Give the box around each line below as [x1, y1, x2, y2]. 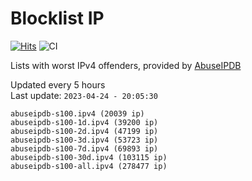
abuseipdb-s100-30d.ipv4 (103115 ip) [10, 152, 168, 162]
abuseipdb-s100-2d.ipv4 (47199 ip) [10, 126, 159, 136]
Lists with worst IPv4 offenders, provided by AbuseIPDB [10, 59, 242, 71]
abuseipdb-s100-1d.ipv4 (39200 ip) [10, 117, 159, 127]
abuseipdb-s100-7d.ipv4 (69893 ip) [10, 143, 159, 154]
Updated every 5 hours [10, 78, 106, 91]
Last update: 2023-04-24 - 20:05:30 [10, 89, 158, 101]
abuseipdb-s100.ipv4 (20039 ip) [10, 108, 145, 119]
